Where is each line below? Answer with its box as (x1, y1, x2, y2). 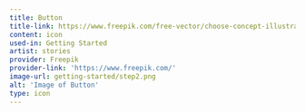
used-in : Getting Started (9, 38, 107, 48)
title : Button (9, 13, 64, 23)
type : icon (9, 89, 51, 98)
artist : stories (9, 47, 71, 56)
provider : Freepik (9, 55, 79, 64)
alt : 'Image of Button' (9, 80, 100, 89)
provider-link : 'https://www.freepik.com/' (9, 64, 177, 73)
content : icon (9, 30, 64, 39)
